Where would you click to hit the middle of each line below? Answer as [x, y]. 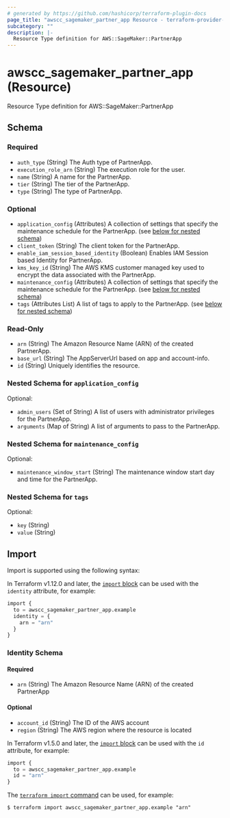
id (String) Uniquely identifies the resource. [78, 366]
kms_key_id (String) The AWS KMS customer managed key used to [111, 268]
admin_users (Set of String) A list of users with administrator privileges [116, 411]
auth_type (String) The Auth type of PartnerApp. [85, 162]
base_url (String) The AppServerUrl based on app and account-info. [113, 358]
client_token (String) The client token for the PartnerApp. [98, 246]
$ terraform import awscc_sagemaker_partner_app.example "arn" [99, 808]
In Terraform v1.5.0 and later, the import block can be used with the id [106, 743]
